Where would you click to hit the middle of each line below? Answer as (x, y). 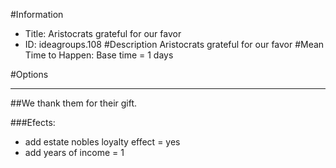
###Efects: (33, 122)
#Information (37, 14)
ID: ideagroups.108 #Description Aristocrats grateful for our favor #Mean (174, 44)
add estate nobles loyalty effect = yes (102, 142)
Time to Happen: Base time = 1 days (99, 55)
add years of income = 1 (74, 152)
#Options (29, 74)
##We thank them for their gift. (74, 103)
